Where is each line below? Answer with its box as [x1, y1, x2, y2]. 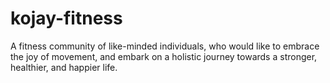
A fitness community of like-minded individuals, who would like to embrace [10, 40, 320, 52]
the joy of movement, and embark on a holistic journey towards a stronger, [10, 50, 318, 62]
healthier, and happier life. [10, 61, 118, 73]
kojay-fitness [10, 7, 123, 30]
